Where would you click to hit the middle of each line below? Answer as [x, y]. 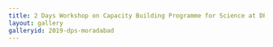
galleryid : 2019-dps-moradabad [61, 30]
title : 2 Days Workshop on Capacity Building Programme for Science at [132, 16]
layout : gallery [36, 23]
